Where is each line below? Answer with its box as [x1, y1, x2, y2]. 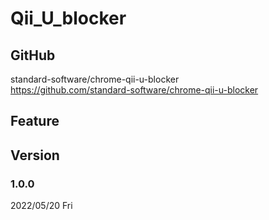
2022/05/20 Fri [10, 200, 73, 212]
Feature [10, 113, 60, 130]
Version [10, 147, 60, 164]
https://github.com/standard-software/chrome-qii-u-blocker [10, 84, 259, 96]
